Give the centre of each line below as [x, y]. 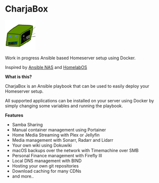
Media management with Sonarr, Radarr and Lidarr [63, 140]
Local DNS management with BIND [47, 161]
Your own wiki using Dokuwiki [42, 145]
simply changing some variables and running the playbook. [64, 106]
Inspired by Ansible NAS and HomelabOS [46, 67]
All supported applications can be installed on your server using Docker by [79, 100]
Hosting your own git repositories [45, 166]
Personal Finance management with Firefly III [57, 155]
